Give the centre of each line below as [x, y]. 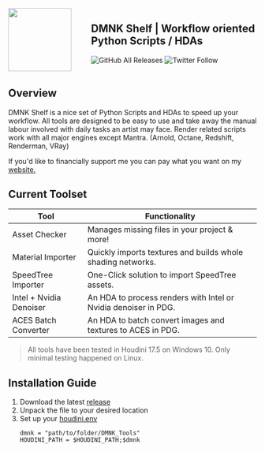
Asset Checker [39, 234]
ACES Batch [34, 320]
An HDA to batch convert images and [156, 320]
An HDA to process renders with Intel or [160, 297]
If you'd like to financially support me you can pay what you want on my [125, 161]
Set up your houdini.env [58, 419]
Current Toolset [48, 194]
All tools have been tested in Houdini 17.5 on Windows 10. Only [129, 349]
